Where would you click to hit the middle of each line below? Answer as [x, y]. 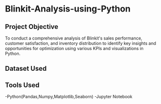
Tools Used [22, 85]
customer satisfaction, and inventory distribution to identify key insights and [80, 43]
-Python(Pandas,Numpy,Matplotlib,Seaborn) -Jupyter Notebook [69, 97]
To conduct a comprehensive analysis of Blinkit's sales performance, [74, 38]
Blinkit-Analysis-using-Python [68, 9]
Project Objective [32, 27]
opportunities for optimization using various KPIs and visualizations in [74, 48]
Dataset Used [26, 69]
